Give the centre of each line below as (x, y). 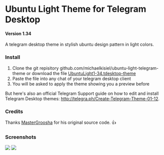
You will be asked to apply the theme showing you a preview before (81, 84)
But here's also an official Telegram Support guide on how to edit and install (82, 93)
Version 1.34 (18, 34)
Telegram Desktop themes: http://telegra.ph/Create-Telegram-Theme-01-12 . (82, 98)
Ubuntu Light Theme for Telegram (76, 9)
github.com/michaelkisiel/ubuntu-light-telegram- (109, 68)
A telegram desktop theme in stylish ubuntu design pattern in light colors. (80, 44)
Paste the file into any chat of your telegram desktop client (72, 78)
